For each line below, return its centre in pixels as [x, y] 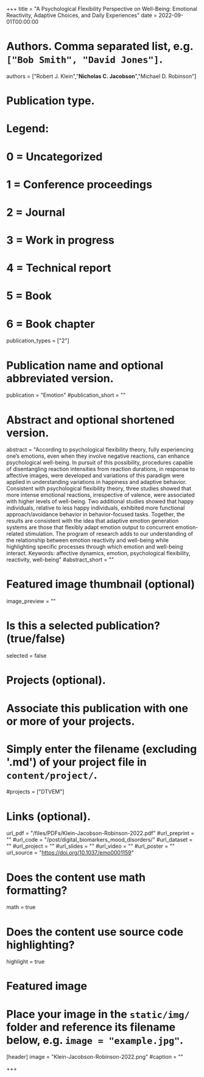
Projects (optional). [56, 681]
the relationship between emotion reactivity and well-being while [88, 540]
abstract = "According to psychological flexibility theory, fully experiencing [100, 450]
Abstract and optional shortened [90, 420]
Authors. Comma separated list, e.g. [100, 47]
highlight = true [26, 962]
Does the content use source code [95, 932]
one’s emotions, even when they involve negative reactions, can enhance [98, 456]
